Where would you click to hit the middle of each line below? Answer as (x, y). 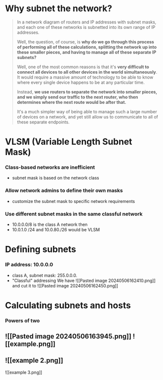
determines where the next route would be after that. (72, 102)
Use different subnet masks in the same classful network (74, 214)
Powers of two (22, 320)
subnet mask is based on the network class (55, 178)
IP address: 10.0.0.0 (29, 265)
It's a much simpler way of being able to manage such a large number (87, 111)
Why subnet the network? (59, 9)
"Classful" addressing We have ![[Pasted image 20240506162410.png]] (84, 280)
